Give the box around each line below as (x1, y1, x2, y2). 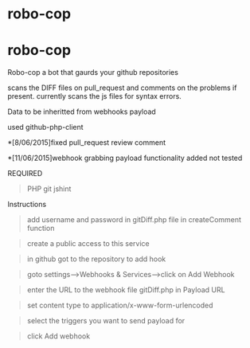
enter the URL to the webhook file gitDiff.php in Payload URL (26, 285, 225, 295)
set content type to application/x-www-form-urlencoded (26, 300, 213, 311)
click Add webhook (26, 331, 91, 341)
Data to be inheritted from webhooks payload (7, 107, 156, 116)
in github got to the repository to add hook (26, 254, 166, 264)
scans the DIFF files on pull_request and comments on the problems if (7, 83, 237, 92)
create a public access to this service (26, 239, 150, 248)
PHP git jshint (26, 184, 72, 194)
